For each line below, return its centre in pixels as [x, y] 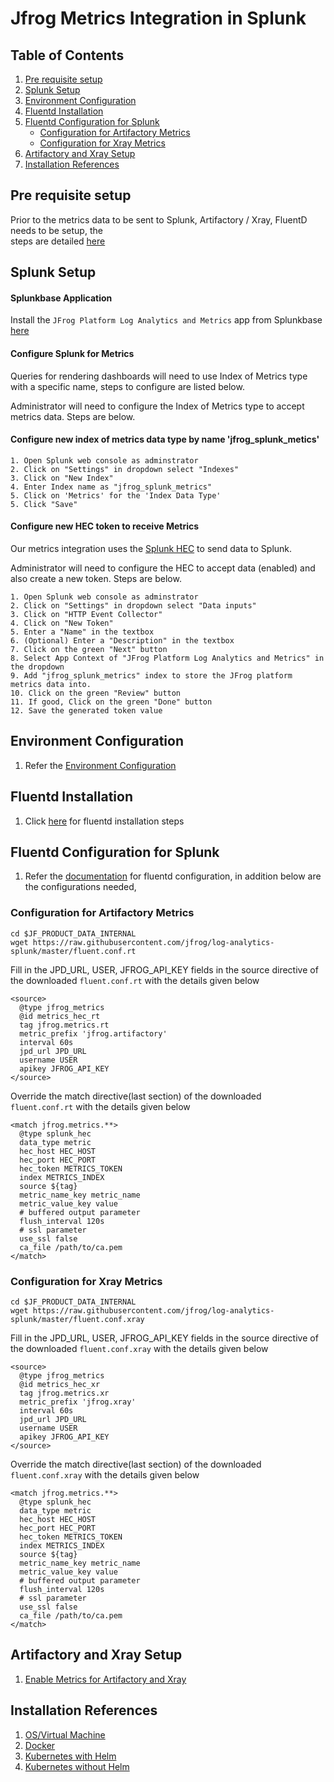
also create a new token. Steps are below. [96, 579]
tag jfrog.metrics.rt [64, 1025]
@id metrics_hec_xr [60, 1385]
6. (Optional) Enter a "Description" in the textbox [122, 641]
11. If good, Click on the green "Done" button [111, 702]
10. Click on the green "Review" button [96, 693]
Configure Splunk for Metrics [72, 353]
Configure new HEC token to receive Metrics [105, 526]
